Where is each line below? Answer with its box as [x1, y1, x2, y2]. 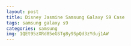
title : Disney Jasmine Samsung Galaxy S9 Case [6, 14, 125, 20]
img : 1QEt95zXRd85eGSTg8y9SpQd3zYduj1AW [6, 31, 109, 37]
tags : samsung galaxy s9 [6, 20, 69, 26]
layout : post [6, 8, 39, 15]
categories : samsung [6, 25, 58, 32]
